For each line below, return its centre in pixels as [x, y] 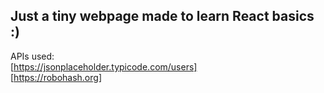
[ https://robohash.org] [56, 77]
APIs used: [32, 56]
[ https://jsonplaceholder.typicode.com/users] [104, 66]
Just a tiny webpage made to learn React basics [162, 16]
